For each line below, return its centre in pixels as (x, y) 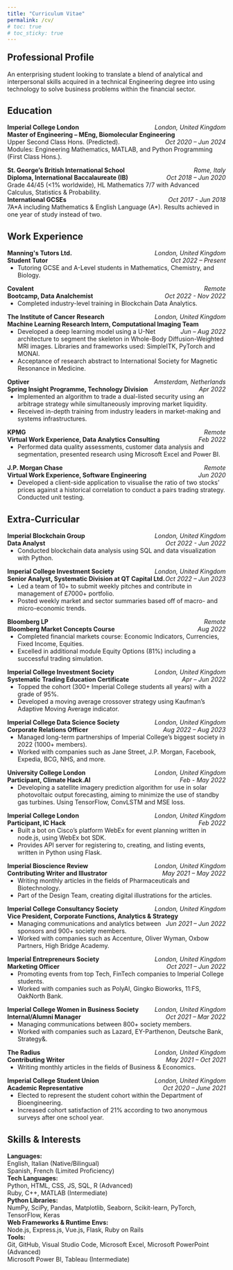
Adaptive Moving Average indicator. (68, 709)
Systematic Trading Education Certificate (68, 679)
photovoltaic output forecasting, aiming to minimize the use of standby (118, 795)
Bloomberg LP (28, 622)
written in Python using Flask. (59, 853)
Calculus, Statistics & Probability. (54, 192)
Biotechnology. (38, 888)
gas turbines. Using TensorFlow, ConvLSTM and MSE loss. (101, 802)
